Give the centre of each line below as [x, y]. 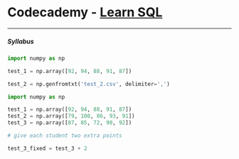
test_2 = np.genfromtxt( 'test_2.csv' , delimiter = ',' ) [89, 84]
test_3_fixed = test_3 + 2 [47, 148]
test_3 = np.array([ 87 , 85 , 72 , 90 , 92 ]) [70, 123]
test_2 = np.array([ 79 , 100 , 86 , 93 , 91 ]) [71, 116]
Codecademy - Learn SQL [85, 12]
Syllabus [21, 41]
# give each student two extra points [65, 136]
